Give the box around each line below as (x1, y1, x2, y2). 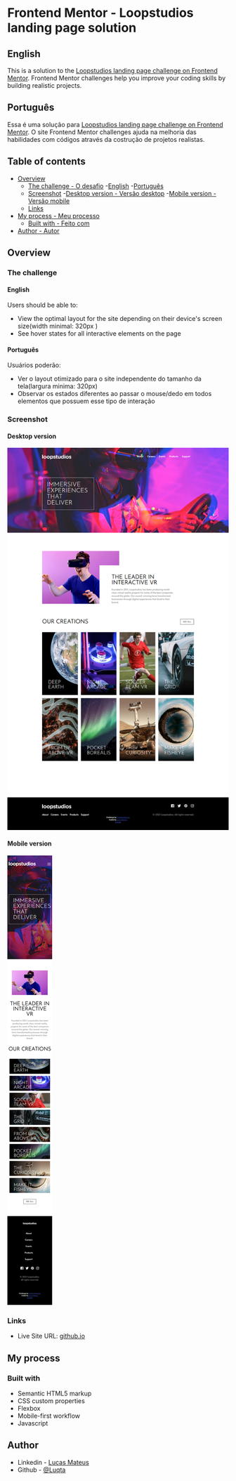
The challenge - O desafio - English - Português (27, 181, 164, 190)
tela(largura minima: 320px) (17, 382, 98, 390)
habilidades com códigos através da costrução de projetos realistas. (7, 135, 205, 143)
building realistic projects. (7, 81, 82, 89)
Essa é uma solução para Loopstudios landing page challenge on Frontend (7, 120, 223, 129)
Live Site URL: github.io (17, 1332, 86, 1341)
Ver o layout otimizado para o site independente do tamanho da (17, 374, 202, 383)
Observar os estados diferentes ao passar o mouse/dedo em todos (17, 390, 212, 398)
